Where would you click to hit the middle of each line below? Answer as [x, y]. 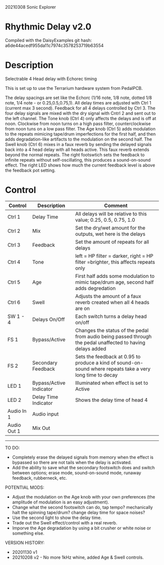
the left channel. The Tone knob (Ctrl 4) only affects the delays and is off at [81, 118]
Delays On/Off [49, 319]
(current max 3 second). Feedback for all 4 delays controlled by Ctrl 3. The [80, 108]
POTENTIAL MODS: [25, 487]
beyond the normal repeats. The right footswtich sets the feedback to [75, 155]
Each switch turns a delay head [111, 316]
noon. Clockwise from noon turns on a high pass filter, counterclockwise [78, 124]
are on [82, 308]
